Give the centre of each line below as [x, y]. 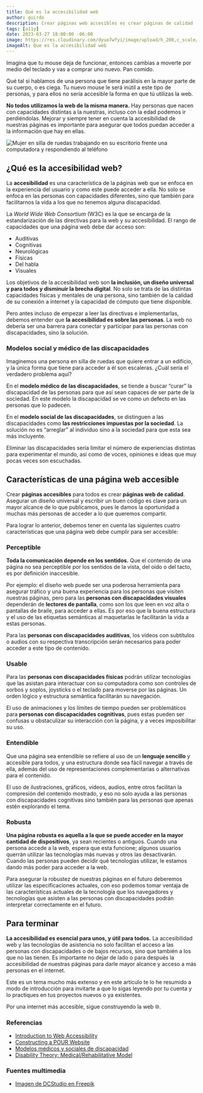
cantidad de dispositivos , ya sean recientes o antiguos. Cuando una [92, 842]
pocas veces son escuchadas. [44, 461]
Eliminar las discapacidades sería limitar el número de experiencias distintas [101, 447]
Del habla [27, 264]
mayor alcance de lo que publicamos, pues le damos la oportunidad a [93, 507]
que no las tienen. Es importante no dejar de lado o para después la [90, 957]
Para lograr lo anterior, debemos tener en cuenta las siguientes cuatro [93, 525]
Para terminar [33, 923]
